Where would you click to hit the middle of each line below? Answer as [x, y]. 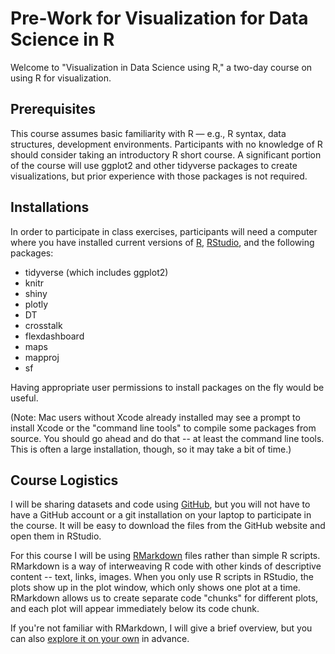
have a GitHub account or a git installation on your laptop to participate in [161, 515]
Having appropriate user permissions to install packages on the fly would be [167, 387]
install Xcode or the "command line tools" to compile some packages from [163, 428]
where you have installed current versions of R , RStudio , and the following [162, 242]
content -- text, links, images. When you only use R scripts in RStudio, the [162, 577]
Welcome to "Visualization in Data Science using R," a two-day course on [161, 67]
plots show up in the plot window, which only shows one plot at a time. [155, 588]
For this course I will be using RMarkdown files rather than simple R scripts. [165, 556]
